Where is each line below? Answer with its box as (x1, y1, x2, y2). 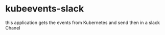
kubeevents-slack (5, 3, 84, 14)
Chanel (5, 24, 20, 30)
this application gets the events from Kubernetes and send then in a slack (5, 19, 160, 25)
